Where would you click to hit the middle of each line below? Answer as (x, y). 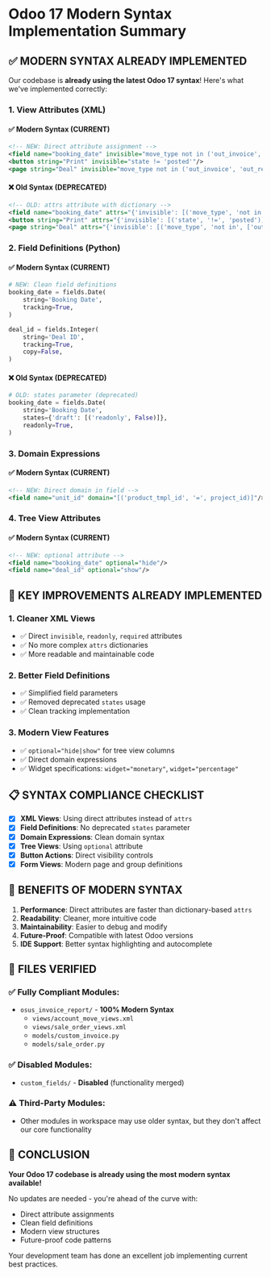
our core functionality (56, 1129)
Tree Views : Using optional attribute (81, 846)
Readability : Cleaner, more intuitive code (88, 918)
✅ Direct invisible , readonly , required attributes (101, 636)
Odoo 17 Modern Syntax (90, 14)
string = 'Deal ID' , (54, 337)
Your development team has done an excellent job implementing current (128, 1255)
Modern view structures (60, 1231)
